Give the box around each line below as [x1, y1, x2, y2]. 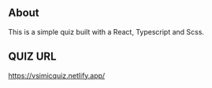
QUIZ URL [8, 50, 57, 64]
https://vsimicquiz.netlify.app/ [8, 71, 106, 80]
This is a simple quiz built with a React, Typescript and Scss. [8, 27, 205, 36]
